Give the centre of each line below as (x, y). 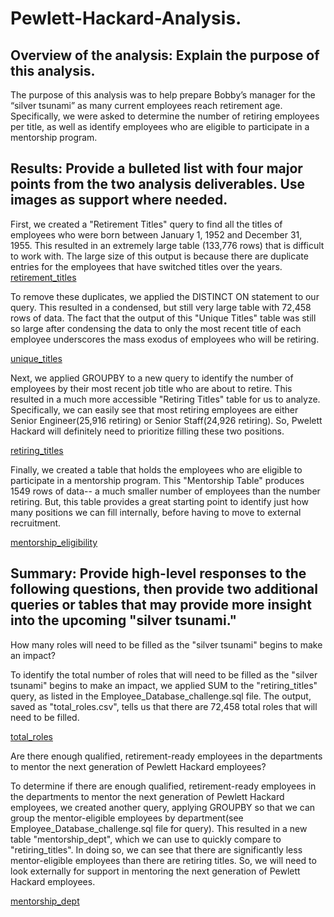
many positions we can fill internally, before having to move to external (156, 512)
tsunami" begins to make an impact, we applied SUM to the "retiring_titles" (164, 685)
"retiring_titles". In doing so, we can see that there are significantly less (156, 849)
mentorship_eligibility (54, 542)
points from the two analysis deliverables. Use (158, 184)
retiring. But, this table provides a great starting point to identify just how (159, 501)
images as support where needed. (119, 200)
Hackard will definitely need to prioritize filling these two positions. (147, 431)
